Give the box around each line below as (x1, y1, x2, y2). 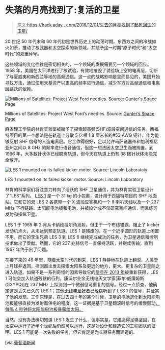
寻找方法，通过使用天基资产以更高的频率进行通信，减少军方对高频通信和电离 (5, 79, 160, 85)
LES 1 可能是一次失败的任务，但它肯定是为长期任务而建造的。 (13, 329, 137, 335)
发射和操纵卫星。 (5, 211, 40, 217)
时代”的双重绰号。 (5, 50, 42, 57)
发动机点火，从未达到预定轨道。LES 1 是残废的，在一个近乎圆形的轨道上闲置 (5, 228, 159, 233)
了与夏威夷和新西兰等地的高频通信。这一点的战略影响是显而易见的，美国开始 (5, 74, 160, 79)
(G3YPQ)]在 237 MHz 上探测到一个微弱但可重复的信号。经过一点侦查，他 (5, 281, 153, 287)
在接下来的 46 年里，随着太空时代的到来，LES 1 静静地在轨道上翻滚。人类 (5, 257, 154, 263)
